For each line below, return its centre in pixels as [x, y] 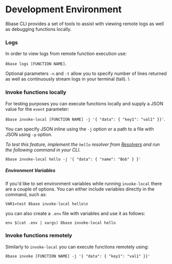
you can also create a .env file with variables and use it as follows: [75, 213]
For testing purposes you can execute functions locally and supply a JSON [84, 103]
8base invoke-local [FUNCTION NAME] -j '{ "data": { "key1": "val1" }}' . [85, 119]
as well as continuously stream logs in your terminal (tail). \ [68, 79]
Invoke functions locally [36, 92]
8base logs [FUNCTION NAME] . [36, 64]
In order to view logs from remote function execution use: [66, 54]
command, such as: [26, 194]
